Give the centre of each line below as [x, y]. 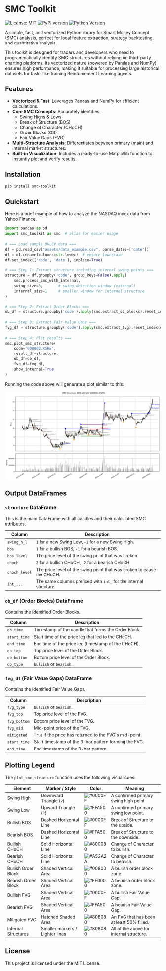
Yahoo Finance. [21, 219]
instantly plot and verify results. [44, 159]
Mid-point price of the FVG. [62, 728]
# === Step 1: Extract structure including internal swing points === [79, 270]
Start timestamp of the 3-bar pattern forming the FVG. [89, 742]
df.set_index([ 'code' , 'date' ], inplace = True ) [54, 260]
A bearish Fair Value [131, 905]
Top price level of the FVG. [61, 714]
